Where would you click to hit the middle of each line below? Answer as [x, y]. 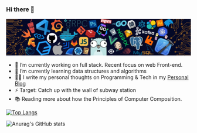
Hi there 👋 [21, 9]
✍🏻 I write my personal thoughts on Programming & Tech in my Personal [101, 77]
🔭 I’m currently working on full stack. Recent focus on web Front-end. [98, 65]
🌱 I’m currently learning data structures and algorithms [80, 71]
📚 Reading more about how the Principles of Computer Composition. [98, 99]
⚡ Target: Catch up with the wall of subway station [75, 90]
